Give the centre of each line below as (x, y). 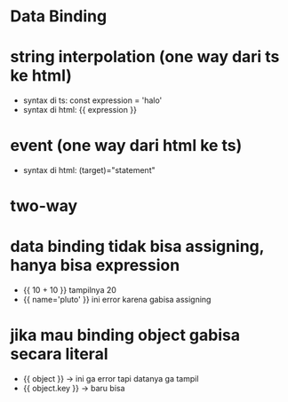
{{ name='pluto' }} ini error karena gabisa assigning (117, 300)
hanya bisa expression (95, 266)
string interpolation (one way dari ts (145, 57)
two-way (44, 206)
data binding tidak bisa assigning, (137, 247)
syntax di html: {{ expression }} (80, 110)
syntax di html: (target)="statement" (89, 170)
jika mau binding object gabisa (125, 335)
